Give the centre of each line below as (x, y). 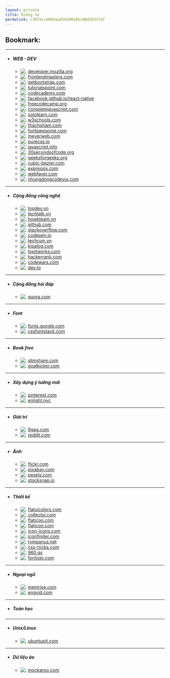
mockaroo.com (44, 670)
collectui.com (42, 515)
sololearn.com (43, 115)
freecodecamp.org (47, 104)
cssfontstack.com (46, 331)
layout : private (22, 10)
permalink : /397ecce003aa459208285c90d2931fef (55, 19)
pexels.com (40, 475)
